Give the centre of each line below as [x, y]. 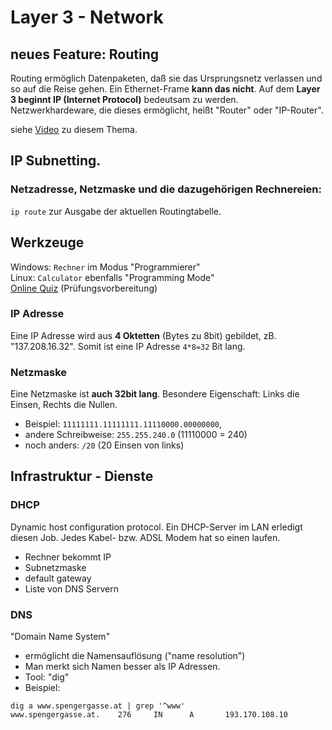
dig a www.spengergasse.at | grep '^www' [98, 706]
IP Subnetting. [56, 161]
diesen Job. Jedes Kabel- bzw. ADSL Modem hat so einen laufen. [145, 537]
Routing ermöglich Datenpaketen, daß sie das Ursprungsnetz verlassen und [166, 78]
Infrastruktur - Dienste [82, 476]
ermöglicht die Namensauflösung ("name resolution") [135, 656]
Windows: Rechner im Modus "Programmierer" [105, 267]
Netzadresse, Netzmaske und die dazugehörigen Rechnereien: [166, 189]
